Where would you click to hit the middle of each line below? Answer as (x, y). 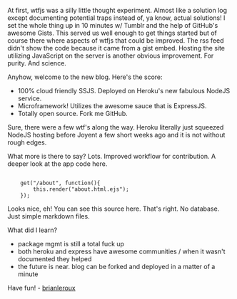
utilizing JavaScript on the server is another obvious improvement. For (111, 56)
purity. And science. (37, 63)
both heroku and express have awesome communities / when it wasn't (122, 251)
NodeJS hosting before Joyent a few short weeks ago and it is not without (116, 135)
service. (30, 98)
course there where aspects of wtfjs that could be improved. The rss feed (116, 41)
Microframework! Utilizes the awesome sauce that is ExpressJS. (112, 106)
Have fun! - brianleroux (42, 288)
